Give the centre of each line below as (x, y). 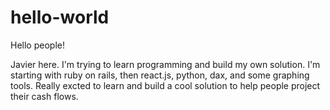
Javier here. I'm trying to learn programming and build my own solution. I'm (165, 64)
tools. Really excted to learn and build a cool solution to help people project (165, 85)
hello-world (60, 17)
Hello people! (37, 45)
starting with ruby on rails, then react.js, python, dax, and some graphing (160, 75)
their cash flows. (44, 96)
